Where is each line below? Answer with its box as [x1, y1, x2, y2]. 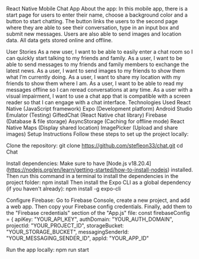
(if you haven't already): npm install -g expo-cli [6, 185, 121, 192]
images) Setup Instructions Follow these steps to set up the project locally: [6, 130, 189, 138]
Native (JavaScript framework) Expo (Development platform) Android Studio [6, 105, 193, 112]
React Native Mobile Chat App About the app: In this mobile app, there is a [6, 5, 188, 12]
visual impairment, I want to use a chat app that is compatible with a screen [6, 92, 191, 99]
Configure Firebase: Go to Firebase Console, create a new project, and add [6, 196, 190, 204]
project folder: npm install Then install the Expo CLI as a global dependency [6, 179, 191, 186]
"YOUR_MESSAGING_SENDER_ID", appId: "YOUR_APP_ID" [6, 235, 150, 242]
